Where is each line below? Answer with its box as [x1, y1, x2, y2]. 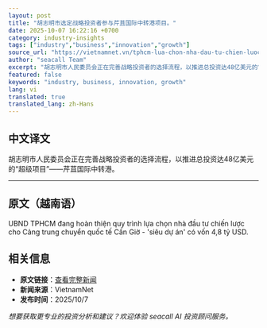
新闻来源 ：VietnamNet [19, 284, 94, 294]
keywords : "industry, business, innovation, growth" [8, 78, 187, 86]
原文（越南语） [8, 197, 82, 210]
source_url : [8, 48, 48, 56]
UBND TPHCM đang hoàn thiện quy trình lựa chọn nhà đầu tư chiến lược [8, 218, 245, 228]
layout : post [8, 11, 52, 20]
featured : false [8, 71, 62, 79]
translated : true [8, 93, 66, 101]
